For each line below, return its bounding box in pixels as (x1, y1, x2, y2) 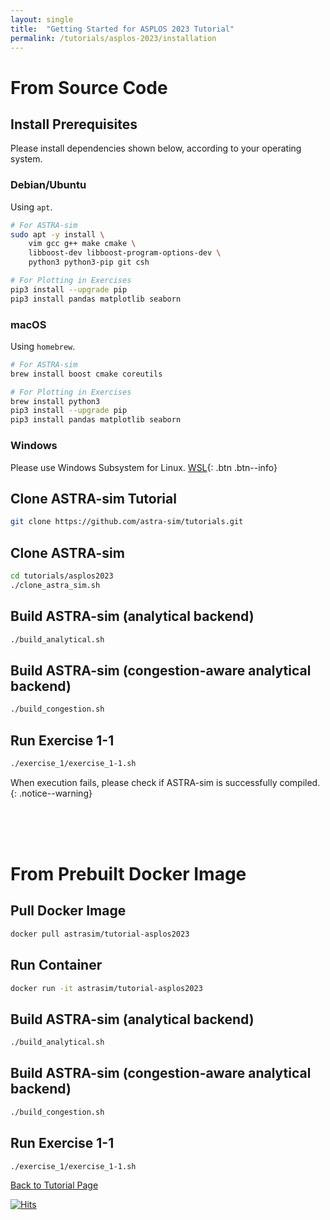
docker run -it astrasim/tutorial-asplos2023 (10, 983, 203, 993)
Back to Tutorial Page (10, 1179, 99, 1191)
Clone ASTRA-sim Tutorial (10, 490, 177, 507)
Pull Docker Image (10, 902, 127, 920)
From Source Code (10, 76, 168, 99)
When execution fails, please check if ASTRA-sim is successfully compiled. (10, 776, 321, 788)
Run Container (10, 957, 103, 974)
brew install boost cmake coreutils (10, 369, 163, 379)
